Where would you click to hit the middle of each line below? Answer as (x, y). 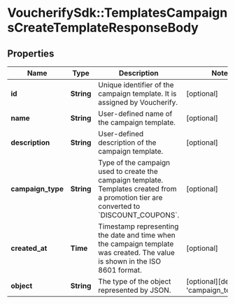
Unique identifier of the (136, 85)
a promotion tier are (130, 197)
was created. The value (136, 253)
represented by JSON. (134, 290)
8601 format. (120, 270)
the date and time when (137, 235)
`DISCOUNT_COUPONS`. (138, 215)
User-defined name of (135, 114)
